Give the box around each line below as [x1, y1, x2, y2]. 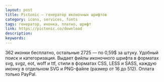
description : [5, 31, 33, 36]
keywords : [5, 36, 26, 41]
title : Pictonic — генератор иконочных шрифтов [5, 12, 107, 17]
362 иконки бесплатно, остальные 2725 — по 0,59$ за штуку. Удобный [5, 49, 159, 56]
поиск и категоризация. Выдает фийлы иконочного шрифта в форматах [5, 55, 159, 61]
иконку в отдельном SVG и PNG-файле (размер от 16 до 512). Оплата [5, 65, 154, 71]
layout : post [5, 7, 33, 13]
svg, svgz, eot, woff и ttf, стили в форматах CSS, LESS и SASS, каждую [5, 60, 156, 66]
